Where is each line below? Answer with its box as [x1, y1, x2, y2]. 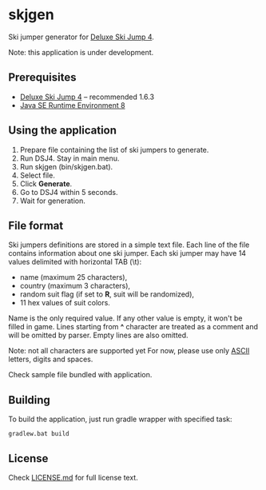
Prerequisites [8, 70, 77, 85]
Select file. [19, 170, 56, 180]
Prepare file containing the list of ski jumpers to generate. [19, 145, 209, 154]
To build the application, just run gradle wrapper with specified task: [8, 414, 232, 424]
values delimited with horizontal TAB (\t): [8, 257, 142, 267]
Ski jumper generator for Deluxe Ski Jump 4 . [8, 32, 154, 42]
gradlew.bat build [8, 430, 69, 438]
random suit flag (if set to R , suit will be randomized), [19, 289, 194, 299]
